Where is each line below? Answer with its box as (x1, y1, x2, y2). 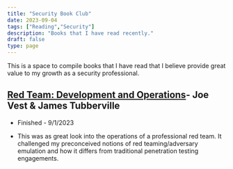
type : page (7, 42, 39, 49)
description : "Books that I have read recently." (7, 29, 154, 37)
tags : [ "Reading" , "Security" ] (7, 23, 95, 30)
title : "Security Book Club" (7, 10, 92, 17)
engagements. (17, 154, 59, 162)
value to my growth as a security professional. (7, 69, 140, 77)
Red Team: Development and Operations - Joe (7, 89, 209, 101)
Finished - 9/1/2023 (17, 118, 74, 127)
